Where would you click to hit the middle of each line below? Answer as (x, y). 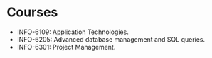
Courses (32, 12)
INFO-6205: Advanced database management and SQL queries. (111, 39)
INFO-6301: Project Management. (66, 47)
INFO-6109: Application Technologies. (73, 32)
